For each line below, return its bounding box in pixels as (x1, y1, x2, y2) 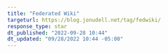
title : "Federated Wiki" (7, 10, 80, 17)
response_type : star (7, 23, 68, 30)
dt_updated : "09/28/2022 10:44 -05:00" (7, 36, 124, 43)
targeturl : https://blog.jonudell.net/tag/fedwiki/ (7, 17, 161, 23)
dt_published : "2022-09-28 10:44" (7, 29, 108, 36)
